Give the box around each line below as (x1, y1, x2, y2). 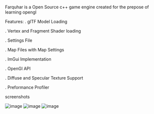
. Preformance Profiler (5, 84, 50, 90)
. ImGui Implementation (5, 56, 52, 62)
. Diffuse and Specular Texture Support (5, 75, 84, 81)
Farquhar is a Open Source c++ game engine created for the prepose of (5, 4, 149, 10)
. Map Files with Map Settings (5, 47, 65, 52)
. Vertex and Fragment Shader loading (5, 28, 81, 33)
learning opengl (5, 9, 36, 15)
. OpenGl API (5, 65, 31, 71)
